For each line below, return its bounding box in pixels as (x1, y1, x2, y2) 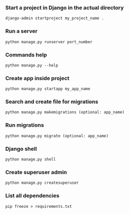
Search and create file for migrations (5, 98, 98, 105)
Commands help (5, 51, 47, 58)
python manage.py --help (5, 63, 58, 68)
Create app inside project (5, 74, 70, 82)
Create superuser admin (5, 169, 68, 176)
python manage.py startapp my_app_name (5, 86, 91, 91)
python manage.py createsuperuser (5, 180, 79, 186)
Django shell (5, 145, 37, 152)
